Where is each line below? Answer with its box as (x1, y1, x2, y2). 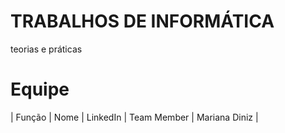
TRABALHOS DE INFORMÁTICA (10, 10, 275, 33)
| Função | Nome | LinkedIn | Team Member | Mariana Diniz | (10, 111, 259, 123)
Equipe (10, 78, 70, 101)
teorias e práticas (10, 43, 83, 55)
